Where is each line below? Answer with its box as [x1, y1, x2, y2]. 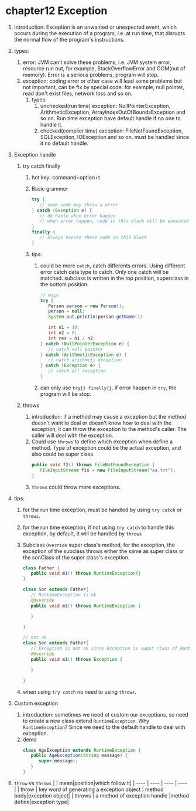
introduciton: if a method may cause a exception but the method [31, 413, 187, 420]
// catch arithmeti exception [48, 357, 122, 363]
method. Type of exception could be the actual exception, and [31, 444, 181, 451]
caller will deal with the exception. [31, 432, 114, 439]
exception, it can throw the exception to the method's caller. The [31, 425, 187, 432]
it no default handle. [40, 140, 89, 147]
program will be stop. [40, 390, 92, 397]
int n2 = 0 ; [48, 330, 77, 336]
